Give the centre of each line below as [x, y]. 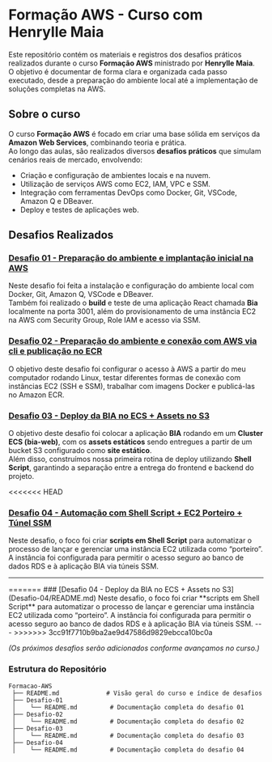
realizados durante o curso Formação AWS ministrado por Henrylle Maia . [132, 63]
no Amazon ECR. [36, 395]
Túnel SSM [30, 523]
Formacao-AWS [30, 686]
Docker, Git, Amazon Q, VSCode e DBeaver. [81, 294]
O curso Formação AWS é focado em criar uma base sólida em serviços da [134, 133]
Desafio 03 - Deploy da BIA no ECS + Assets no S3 [109, 416]
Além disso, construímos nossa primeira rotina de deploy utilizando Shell [130, 459]
